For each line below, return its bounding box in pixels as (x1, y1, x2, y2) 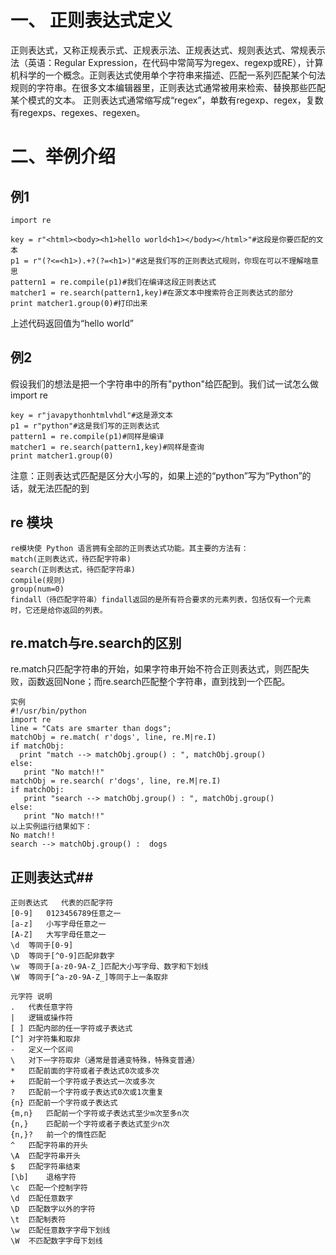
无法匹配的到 (36, 482, 90, 494)
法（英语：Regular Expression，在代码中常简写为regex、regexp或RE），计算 (10, 56, 324, 68)
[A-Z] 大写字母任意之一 (10, 930, 107, 940)
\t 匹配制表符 (10, 1215, 67, 1225)
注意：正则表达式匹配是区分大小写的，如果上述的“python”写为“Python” (10, 469, 303, 481)
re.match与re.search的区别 (10, 634, 182, 651)
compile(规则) (10, 575, 67, 585)
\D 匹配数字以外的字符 (10, 1204, 96, 1215)
